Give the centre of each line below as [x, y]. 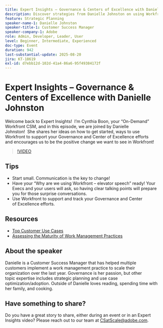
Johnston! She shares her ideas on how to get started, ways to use [72, 132]
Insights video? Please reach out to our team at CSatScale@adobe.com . [77, 320]
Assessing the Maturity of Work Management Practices [67, 236]
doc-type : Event [21, 45]
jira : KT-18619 [20, 59]
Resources [22, 219]
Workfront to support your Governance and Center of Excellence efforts [77, 137]
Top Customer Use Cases [38, 231]
